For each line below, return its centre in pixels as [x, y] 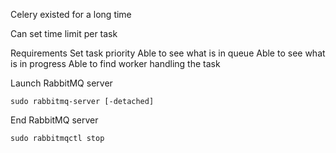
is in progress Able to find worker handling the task [115, 63]
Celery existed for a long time [71, 14]
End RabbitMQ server [54, 120]
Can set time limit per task [64, 33]
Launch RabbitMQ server [61, 83]
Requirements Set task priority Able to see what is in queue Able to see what [168, 53]
